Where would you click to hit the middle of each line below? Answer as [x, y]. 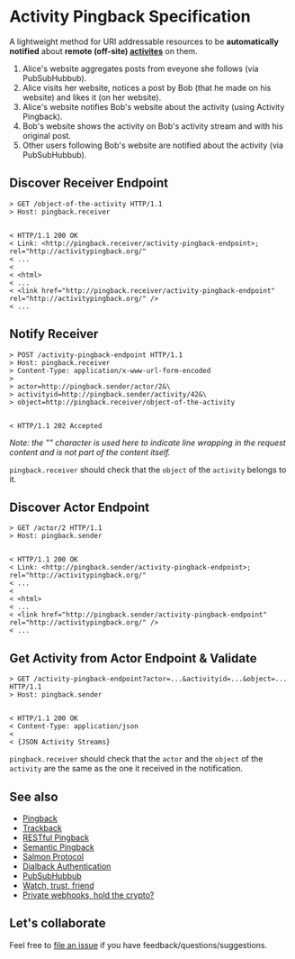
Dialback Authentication [67, 866]
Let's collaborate [58, 923]
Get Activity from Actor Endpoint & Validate [133, 658]
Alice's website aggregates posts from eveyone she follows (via [140, 68]
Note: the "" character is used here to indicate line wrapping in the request [147, 443]
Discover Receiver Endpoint [89, 183]
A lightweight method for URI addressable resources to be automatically [144, 41]
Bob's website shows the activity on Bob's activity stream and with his [152, 126]
